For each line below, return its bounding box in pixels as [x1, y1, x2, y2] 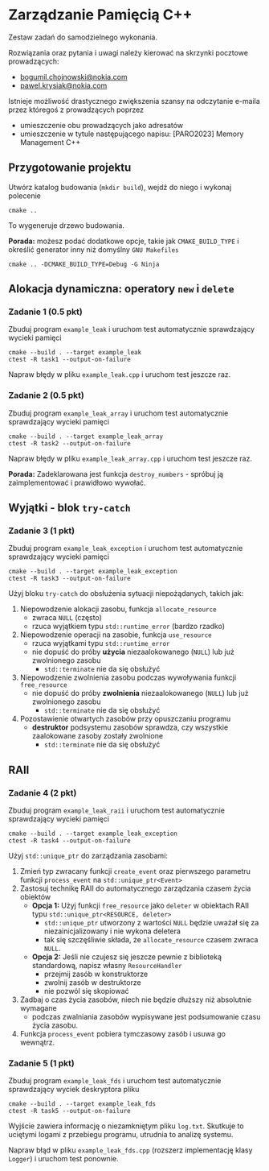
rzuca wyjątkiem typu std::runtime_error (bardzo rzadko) [31, 622, 226, 631]
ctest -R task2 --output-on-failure [8, 439, 131, 448]
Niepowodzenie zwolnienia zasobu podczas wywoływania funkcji [19, 672, 237, 682]
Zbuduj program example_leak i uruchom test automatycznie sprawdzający [8, 325, 255, 334]
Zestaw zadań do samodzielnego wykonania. [8, 32, 158, 42]
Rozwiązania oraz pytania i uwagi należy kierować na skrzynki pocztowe [8, 48, 249, 57]
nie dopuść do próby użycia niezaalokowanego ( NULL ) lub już [31, 647, 234, 657]
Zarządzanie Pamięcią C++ [8, 6, 193, 24]
